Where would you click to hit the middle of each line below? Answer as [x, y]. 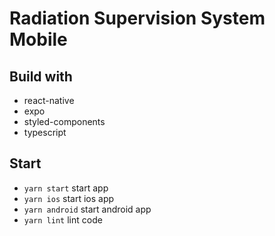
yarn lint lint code [63, 219]
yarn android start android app [87, 209]
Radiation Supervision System [137, 18]
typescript [45, 132]
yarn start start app [66, 188]
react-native [49, 100]
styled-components [64, 121]
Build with [41, 76]
